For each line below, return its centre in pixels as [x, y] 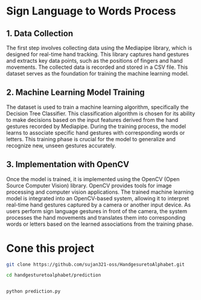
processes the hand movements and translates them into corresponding [96, 217]
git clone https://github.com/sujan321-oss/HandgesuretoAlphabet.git [96, 264]
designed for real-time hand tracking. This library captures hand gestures [97, 54]
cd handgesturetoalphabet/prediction [54, 275]
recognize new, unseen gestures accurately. [61, 145]
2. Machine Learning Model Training [75, 93]
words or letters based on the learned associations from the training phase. [100, 224]
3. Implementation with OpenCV [68, 164]
